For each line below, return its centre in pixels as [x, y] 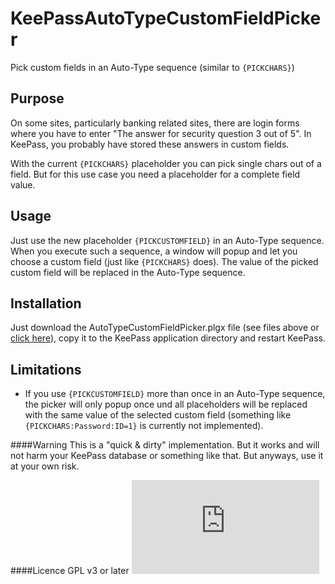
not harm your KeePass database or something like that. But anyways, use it [167, 456]
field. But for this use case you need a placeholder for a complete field [155, 174]
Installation [46, 303]
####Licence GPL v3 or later [70, 571]
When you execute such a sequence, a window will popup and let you [154, 251]
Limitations [46, 369]
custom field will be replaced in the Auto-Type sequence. [128, 272]
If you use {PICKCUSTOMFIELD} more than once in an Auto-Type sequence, [175, 394]
